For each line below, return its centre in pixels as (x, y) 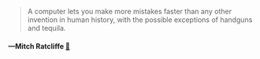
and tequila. (46, 28)
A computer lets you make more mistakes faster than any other (130, 11)
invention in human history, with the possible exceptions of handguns (140, 20)
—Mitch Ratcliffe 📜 (39, 46)
